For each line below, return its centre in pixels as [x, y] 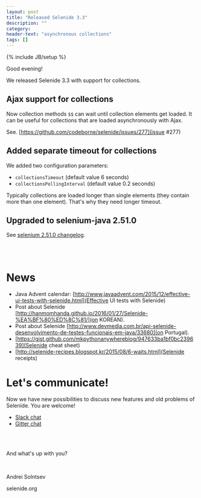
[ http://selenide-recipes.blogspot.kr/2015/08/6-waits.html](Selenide [100, 352]
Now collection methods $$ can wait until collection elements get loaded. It [99, 114]
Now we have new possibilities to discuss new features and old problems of [101, 399]
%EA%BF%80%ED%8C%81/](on [56, 320]
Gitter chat [28, 424]
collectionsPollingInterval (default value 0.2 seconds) [85, 183]
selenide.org [22, 488]
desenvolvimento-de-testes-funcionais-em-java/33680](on [89, 333]
